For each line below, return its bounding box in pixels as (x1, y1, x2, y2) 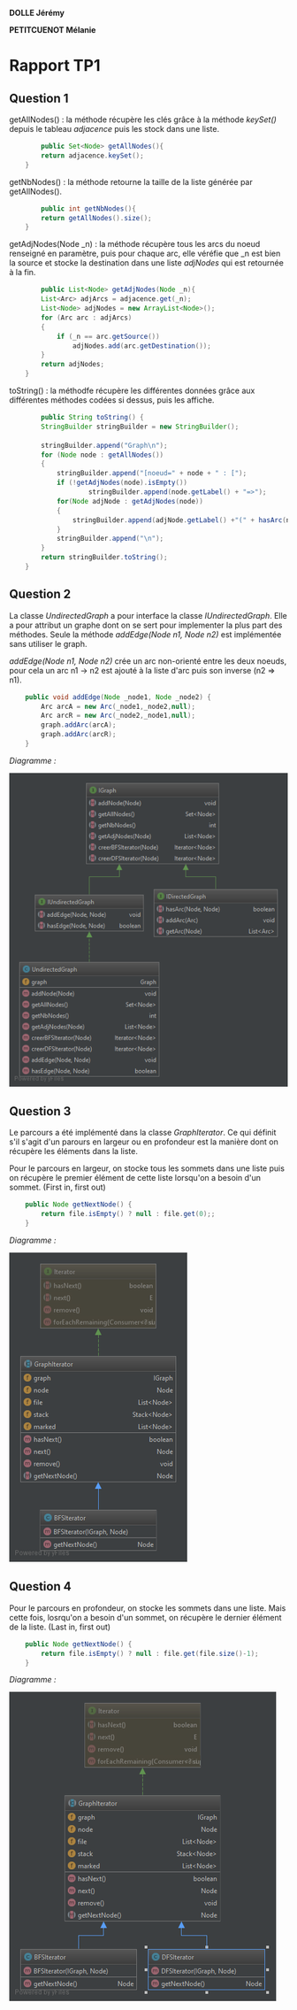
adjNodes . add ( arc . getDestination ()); (72, 341, 212, 350)
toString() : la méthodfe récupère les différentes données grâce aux (9, 385, 255, 396)
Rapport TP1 (9, 56, 101, 76)
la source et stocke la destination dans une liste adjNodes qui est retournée (9, 258, 285, 268)
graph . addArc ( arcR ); (41, 730, 117, 739)
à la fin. (9, 267, 36, 278)
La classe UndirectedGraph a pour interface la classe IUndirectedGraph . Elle (9, 610, 287, 620)
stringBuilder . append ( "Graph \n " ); (41, 441, 168, 450)
